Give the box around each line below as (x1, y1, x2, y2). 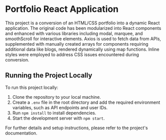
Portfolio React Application (5, 3, 119, 15)
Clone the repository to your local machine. (12, 94, 101, 100)
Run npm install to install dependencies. (12, 110, 96, 116)
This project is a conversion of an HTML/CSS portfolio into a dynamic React (5, 20, 160, 26)
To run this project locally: (5, 84, 59, 90)
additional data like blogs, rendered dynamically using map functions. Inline (5, 46, 160, 52)
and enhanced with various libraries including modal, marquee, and (5, 30, 143, 36)
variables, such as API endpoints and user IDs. (12, 104, 108, 110)
